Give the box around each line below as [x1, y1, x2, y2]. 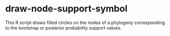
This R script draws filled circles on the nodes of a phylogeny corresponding [5, 19, 165, 25]
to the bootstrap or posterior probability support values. [5, 24, 122, 30]
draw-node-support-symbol [5, 3, 128, 14]
